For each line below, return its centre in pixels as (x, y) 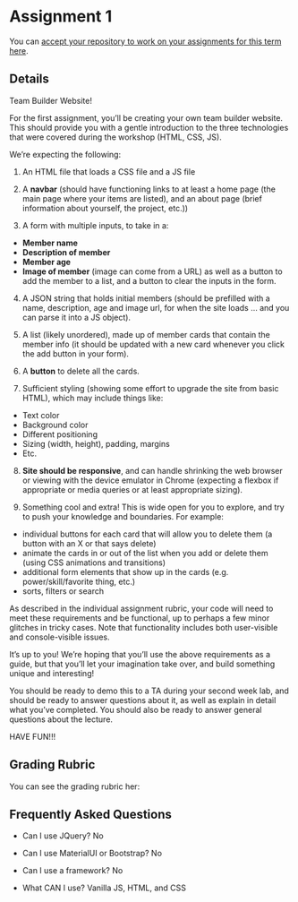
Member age (47, 262)
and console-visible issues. (60, 637)
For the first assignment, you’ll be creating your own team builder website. (146, 117)
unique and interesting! (52, 673)
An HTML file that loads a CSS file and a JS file (109, 171)
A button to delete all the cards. (81, 371)
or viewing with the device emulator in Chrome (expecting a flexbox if (150, 480)
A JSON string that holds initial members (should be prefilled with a (146, 298)
